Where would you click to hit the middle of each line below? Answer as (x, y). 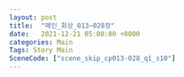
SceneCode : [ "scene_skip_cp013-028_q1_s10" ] (92, 58)
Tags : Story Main (41, 50)
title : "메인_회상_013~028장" (62, 26)
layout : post (33, 17)
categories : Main (41, 42)
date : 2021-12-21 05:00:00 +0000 (75, 34)
